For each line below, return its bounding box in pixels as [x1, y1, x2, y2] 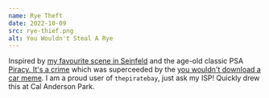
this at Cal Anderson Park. [8, 82, 95, 92]
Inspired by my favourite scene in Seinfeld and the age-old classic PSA [8, 56, 244, 66]
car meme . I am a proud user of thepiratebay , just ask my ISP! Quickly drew [8, 73, 260, 83]
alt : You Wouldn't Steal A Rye [8, 34, 114, 43]
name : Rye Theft [8, 11, 63, 20]
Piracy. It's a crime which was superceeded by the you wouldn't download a [8, 65, 262, 75]
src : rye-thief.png [8, 27, 74, 35]
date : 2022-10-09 [8, 19, 67, 27]
